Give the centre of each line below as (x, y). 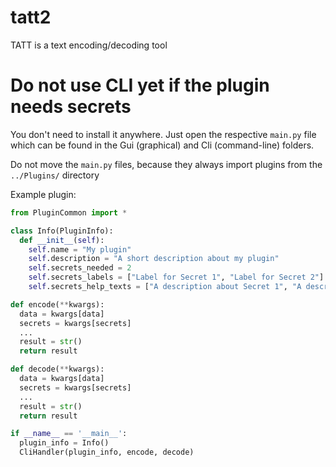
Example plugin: (43, 194)
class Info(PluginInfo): (62, 231)
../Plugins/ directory (55, 175)
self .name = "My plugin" (80, 249)
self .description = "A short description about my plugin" (154, 259)
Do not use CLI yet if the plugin (140, 85)
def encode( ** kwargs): (57, 304)
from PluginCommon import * (69, 212)
